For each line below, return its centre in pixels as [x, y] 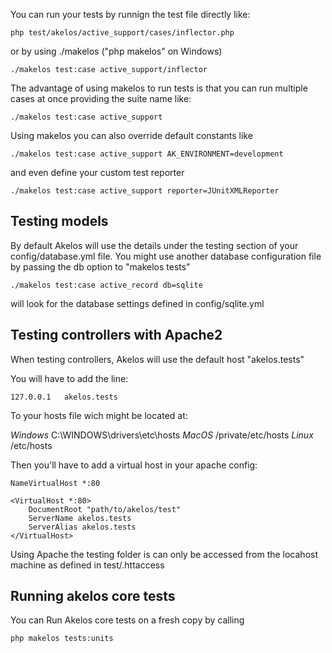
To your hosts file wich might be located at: [99, 415]
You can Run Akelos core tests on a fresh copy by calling [127, 620]
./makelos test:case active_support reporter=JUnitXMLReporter [145, 191]
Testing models [59, 221]
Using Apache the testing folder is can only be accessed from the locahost [164, 554]
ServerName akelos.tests [80, 518]
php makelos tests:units [62, 639]
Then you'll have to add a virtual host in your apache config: [134, 465]
